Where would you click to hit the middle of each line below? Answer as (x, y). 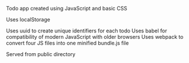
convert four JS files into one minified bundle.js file (68, 43)
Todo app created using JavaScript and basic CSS (67, 8)
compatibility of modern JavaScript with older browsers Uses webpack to (95, 37)
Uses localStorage (28, 19)
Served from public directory (41, 54)
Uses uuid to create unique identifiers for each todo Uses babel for (87, 31)
